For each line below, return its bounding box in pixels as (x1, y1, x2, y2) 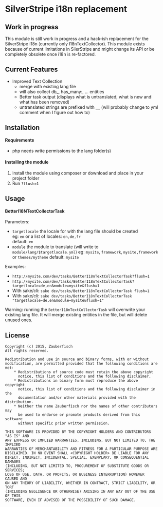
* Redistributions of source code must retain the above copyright (14, 370, 153, 375)
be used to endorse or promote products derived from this (18, 412, 140, 417)
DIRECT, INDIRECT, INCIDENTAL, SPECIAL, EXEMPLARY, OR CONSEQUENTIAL (5, 455, 149, 460)
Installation (5, 123, 40, 132)
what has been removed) (19, 99, 70, 105)
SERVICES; (5, 468, 25, 473)
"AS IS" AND (5, 434, 29, 439)
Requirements (5, 137, 35, 143)
